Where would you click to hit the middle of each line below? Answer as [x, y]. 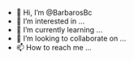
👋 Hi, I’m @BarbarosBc [54, 13]
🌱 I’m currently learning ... [59, 30]
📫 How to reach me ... [54, 47]
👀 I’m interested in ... [50, 21]
